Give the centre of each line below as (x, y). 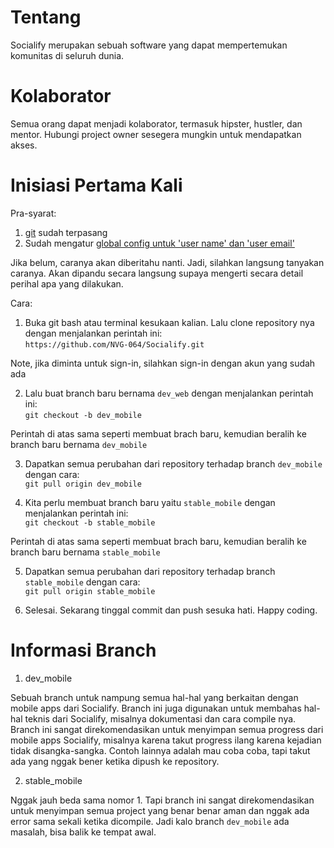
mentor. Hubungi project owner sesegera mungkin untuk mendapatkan (156, 134)
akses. (24, 145)
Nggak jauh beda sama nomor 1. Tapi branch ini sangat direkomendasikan (162, 800)
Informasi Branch (83, 650)
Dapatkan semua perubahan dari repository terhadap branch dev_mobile (173, 463)
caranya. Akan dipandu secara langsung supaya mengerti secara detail (157, 273)
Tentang (46, 17)
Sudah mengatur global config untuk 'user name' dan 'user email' (159, 243)
